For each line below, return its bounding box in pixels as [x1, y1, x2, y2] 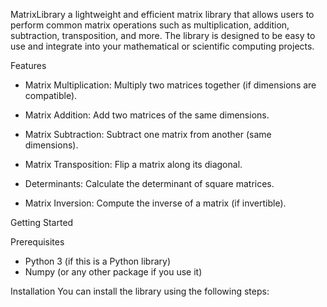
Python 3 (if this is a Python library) [24, 255, 171, 267]
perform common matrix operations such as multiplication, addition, [10, 19, 290, 31]
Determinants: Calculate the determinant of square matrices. [24, 178, 275, 189]
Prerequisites [10, 236, 65, 248]
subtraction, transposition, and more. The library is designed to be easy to [10, 30, 316, 41]
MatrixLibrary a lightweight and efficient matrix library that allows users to [10, 9, 315, 20]
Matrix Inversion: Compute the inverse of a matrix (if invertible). [24, 197, 287, 209]
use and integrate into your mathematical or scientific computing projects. [10, 40, 315, 52]
